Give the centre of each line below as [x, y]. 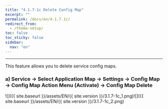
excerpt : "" [17, 14]
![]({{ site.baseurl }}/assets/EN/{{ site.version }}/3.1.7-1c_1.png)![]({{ [74, 96]
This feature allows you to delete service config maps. [61, 66]
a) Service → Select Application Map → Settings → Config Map [82, 79]
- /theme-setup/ [26, 28]
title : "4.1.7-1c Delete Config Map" [44, 10]
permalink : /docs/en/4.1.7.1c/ [38, 19]
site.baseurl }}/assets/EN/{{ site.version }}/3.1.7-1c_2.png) [65, 101]
